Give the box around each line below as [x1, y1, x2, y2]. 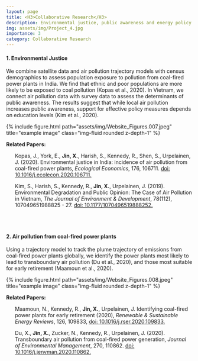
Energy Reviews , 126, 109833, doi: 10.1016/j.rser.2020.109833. [14, 318, 165, 325]
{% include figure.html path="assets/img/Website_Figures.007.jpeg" [6, 123, 173, 130]
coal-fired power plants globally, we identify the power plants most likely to [6, 252, 189, 259]
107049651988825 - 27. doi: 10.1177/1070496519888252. [14, 202, 153, 209]
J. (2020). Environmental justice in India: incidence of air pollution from [14, 159, 188, 166]
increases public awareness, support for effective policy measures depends [6, 105, 191, 112]
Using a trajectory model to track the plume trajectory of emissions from [6, 246, 182, 253]
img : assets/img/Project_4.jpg [6, 25, 83, 31]
